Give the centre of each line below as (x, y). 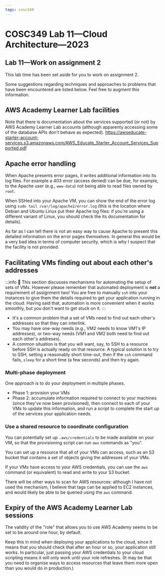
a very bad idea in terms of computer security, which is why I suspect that (80, 242)
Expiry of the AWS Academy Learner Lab (69, 508)
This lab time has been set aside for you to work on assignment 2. (72, 74)
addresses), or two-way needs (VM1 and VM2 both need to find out (81, 334)
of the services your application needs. (52, 414)
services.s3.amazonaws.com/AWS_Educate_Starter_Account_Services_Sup (82, 143)
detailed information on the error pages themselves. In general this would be (83, 237)
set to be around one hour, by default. (44, 533)
